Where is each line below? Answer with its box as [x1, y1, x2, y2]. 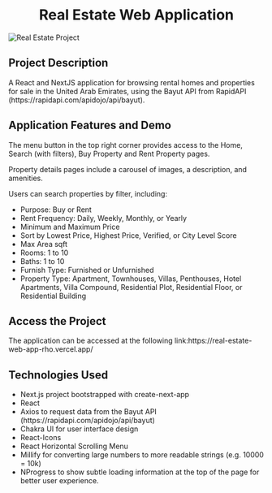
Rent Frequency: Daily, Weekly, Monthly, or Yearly [19, 213, 188, 223]
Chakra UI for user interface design [19, 424, 139, 434]
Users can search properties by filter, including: [8, 188, 168, 198]
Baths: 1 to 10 [19, 256, 65, 266]
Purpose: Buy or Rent [19, 205, 92, 214]
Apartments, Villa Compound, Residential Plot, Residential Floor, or [19, 282, 243, 292]
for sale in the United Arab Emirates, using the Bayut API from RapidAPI [8, 86, 247, 96]
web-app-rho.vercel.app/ [8, 344, 93, 354]
